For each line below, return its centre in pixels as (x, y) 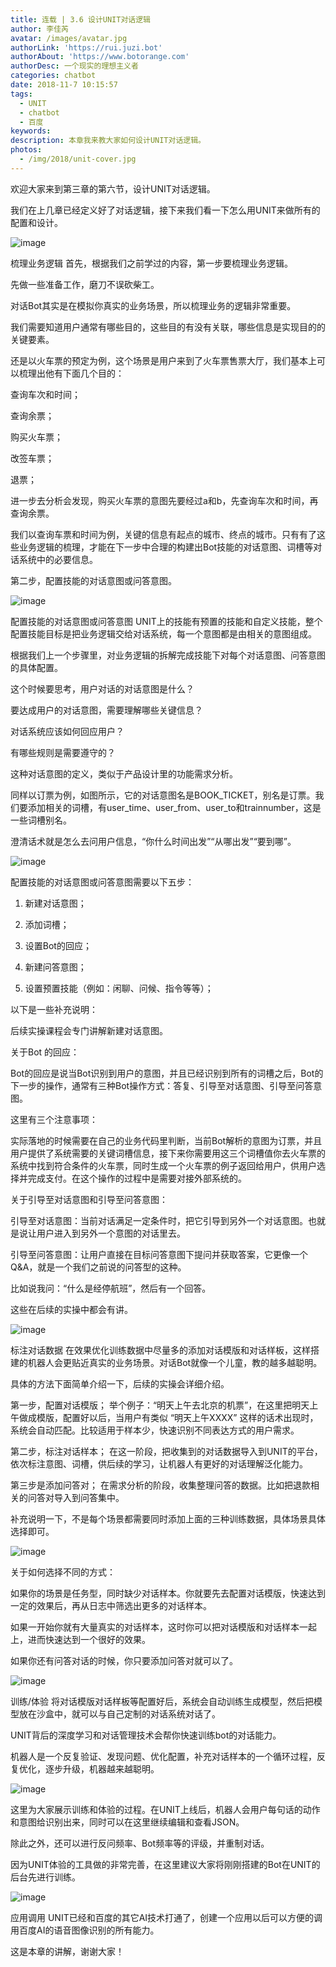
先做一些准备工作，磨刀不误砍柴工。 (85, 284)
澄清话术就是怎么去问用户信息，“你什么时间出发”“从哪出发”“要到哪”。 (153, 841)
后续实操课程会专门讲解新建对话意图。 (89, 1030)
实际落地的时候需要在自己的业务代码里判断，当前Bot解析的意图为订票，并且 (166, 1140)
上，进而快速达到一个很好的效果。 (80, 1639)
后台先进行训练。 (45, 1877)
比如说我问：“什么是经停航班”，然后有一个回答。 (111, 1288)
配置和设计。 (36, 222)
